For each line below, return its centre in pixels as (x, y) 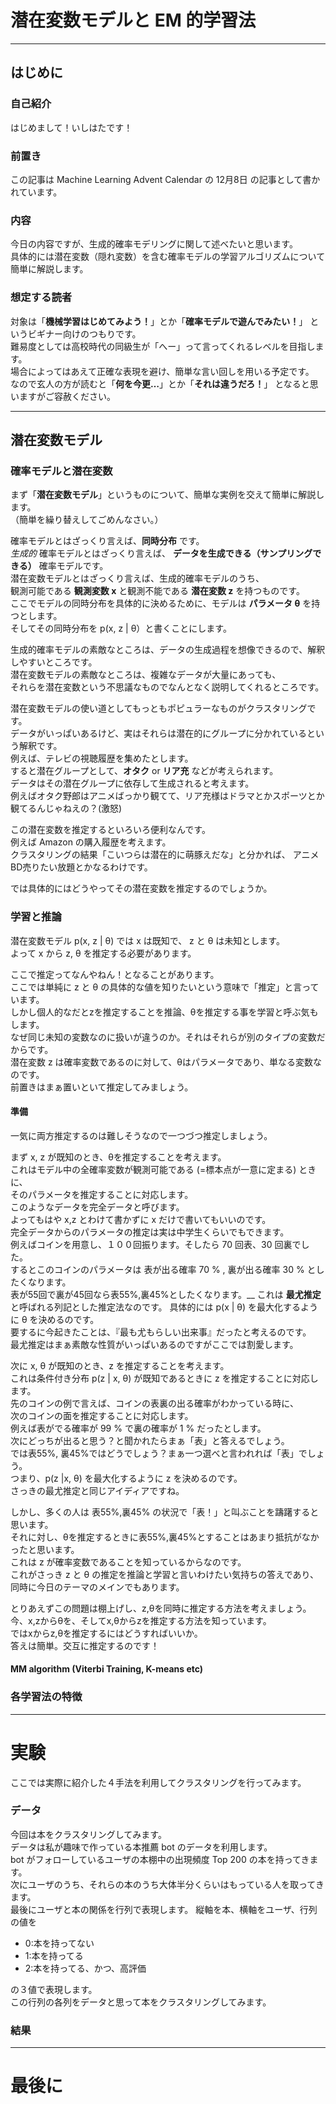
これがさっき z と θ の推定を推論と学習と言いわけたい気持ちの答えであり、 (165, 1574)
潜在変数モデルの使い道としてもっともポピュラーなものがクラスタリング (159, 708)
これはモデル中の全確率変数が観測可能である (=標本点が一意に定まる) (153, 1169)
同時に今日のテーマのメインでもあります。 (97, 1587)
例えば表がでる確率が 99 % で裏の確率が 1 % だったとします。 (138, 1428)
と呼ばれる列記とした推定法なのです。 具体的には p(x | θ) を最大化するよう (164, 1307)
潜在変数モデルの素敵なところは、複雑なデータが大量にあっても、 (146, 675)
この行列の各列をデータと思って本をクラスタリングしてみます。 (141, 2002)
